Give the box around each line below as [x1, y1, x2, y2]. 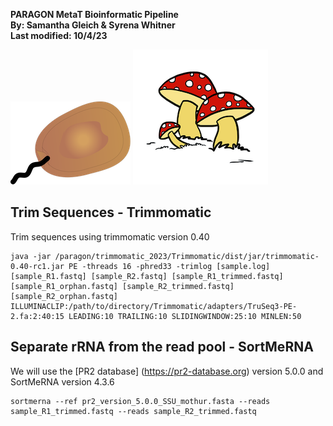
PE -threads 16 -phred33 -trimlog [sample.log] [68, 261, 271, 271]
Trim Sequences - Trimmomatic [10, 204, 212, 221]
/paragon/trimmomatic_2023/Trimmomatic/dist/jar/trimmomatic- [54, 251, 320, 261]
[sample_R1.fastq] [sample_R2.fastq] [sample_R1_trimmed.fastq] [10, 271, 284, 281]
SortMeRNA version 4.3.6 [10, 375, 115, 388]
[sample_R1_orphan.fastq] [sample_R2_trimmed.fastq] [10, 281, 235, 291]
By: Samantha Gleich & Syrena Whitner [10, 19, 176, 31]
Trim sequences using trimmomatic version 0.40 [10, 230, 210, 243]
